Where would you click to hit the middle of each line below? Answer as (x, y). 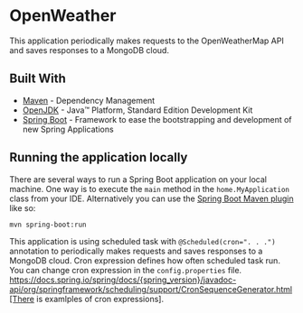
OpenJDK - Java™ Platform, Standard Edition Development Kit (137, 110)
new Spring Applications (68, 129)
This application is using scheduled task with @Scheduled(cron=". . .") (142, 241)
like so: (23, 207)
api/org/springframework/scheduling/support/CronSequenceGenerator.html (151, 289)
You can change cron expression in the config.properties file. (126, 270)
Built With (38, 79)
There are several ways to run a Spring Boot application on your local (138, 179)
